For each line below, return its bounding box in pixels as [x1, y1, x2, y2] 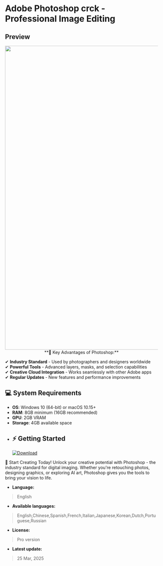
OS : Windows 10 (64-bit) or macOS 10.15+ [12, 404, 96, 410]
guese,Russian [16, 517, 47, 523]
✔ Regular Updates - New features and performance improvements [5, 374, 141, 380]
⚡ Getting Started [12, 435, 65, 443]
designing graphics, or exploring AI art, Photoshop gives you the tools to [5, 470, 150, 476]
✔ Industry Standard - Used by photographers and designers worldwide [5, 359, 151, 365]
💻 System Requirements [5, 389, 81, 397]
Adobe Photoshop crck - [5, 3, 106, 14]
